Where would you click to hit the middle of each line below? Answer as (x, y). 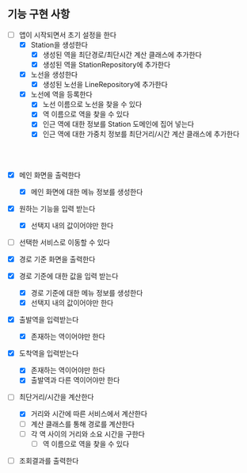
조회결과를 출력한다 (49, 460)
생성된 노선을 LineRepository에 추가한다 (105, 85)
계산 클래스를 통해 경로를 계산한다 (83, 424)
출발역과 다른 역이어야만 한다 (75, 380)
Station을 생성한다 (59, 44)
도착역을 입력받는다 (49, 353)
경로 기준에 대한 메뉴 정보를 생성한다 (87, 292)
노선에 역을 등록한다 (61, 94)
